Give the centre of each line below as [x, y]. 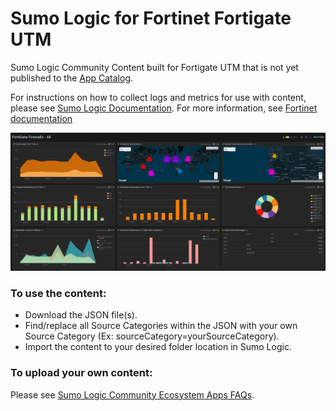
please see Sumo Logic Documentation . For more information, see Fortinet [164, 108]
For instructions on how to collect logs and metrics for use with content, [158, 97]
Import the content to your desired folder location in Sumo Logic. [158, 347]
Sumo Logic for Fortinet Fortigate [151, 18]
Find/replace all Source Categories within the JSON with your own [161, 326]
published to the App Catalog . [72, 78]
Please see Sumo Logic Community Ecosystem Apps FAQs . [132, 394]
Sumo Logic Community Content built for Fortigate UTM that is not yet [154, 67]
